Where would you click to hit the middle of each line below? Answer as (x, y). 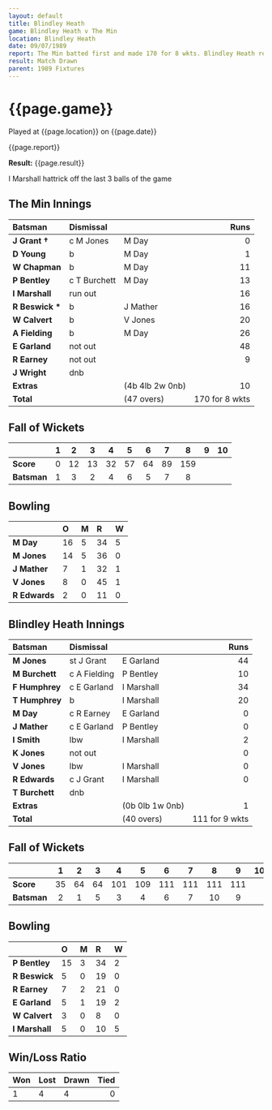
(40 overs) (142, 819)
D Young (29, 254)
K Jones (29, 753)
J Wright (30, 372)
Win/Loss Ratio (48, 1057)
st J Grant (88, 660)
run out (83, 293)
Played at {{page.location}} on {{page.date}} (83, 131)
